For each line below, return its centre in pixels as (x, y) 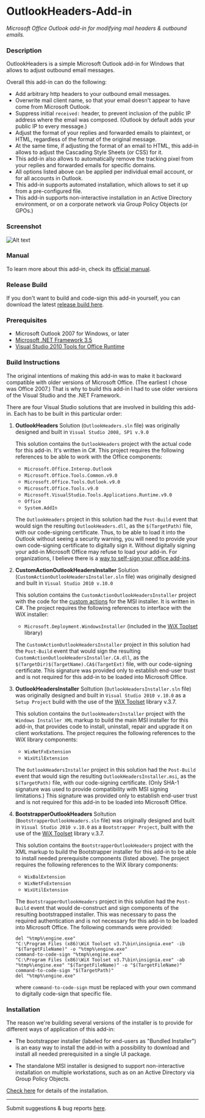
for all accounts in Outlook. (49, 178)
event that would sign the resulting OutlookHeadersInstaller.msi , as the (106, 776)
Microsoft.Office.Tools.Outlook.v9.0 (72, 482)
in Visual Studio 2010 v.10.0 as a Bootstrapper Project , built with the (104, 827)
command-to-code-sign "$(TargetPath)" (64, 970)
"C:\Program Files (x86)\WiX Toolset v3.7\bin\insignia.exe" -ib (100, 944)
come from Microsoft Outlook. (53, 107)
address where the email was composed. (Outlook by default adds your (105, 120)
